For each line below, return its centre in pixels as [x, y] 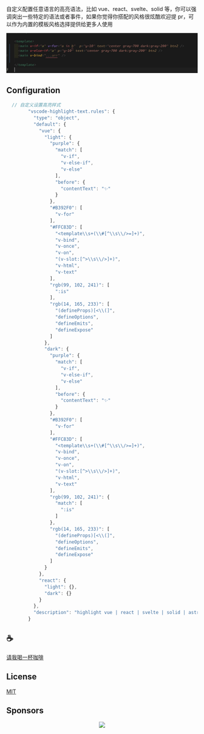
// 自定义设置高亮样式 [36, 105]
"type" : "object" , [56, 118]
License [22, 677]
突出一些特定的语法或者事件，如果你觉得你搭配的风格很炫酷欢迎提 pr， [100, 16]
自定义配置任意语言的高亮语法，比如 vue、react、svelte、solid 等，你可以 [99, 9]
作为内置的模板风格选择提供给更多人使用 [62, 24]
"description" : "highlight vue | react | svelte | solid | [110, 613]
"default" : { [50, 124]
